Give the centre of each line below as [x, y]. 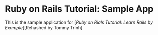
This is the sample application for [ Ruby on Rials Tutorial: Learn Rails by [79, 22]
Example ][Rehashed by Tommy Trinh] [44, 27]
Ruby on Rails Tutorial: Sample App [79, 9]
